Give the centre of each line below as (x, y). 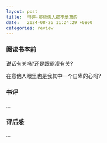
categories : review (30, 28)
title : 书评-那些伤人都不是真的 (42, 17)
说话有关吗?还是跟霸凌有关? (39, 63)
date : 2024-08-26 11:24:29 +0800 (49, 22)
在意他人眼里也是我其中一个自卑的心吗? (53, 76)
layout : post (22, 11)
